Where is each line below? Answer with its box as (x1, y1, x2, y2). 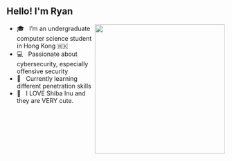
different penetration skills (16, 82, 91, 90)
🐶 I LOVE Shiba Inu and (16, 89, 86, 97)
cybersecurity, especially (16, 59, 89, 68)
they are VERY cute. (16, 96, 74, 104)
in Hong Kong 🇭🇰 (16, 41, 69, 50)
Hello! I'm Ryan (6, 6, 73, 17)
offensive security (16, 67, 69, 75)
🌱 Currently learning (16, 74, 78, 82)
